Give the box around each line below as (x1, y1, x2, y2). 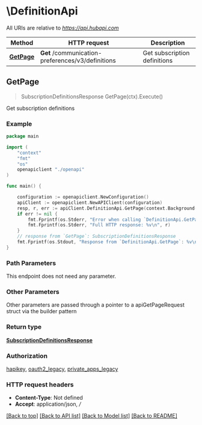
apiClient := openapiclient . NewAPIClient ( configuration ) (17, 199, 163, 206)
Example (6, 120, 32, 128)
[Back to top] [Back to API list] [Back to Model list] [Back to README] (6, 412, 177, 420)
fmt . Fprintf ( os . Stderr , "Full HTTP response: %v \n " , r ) (28, 222, 171, 228)
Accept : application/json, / (14, 400, 81, 408)
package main (6, 133, 39, 139)
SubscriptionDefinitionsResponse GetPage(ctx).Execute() (20, 92, 164, 100)
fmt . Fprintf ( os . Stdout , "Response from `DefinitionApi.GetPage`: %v (17, 239, 192, 245)
